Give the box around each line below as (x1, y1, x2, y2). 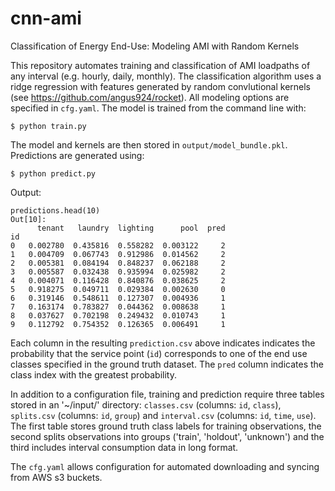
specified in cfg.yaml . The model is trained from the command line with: (10, 102, 307, 114)
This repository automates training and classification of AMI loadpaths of (10, 59, 311, 71)
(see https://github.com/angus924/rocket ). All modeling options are (10, 91, 290, 103)
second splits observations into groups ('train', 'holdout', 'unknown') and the (10, 430, 325, 442)
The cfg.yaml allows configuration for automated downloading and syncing (10, 460, 320, 472)
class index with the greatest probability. (10, 368, 177, 381)
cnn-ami (10, 7, 82, 30)
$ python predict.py (10, 168, 97, 179)
